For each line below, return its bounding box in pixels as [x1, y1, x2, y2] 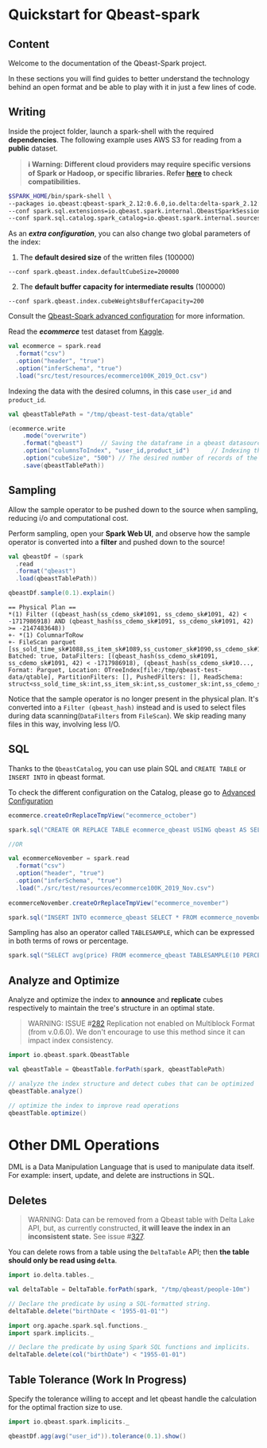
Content [8, 37, 50, 51]
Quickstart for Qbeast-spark [8, 6, 200, 24]
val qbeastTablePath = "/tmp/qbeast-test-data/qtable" [8, 410, 194, 418]
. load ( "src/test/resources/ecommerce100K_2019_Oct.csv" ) [15, 372, 208, 380]
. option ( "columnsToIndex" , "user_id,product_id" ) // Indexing [22, 447, 250, 455]
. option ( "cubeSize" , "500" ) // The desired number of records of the [22, 454, 258, 463]
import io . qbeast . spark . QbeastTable [8, 1051, 130, 1059]
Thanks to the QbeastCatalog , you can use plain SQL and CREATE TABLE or [8, 763, 246, 773]
